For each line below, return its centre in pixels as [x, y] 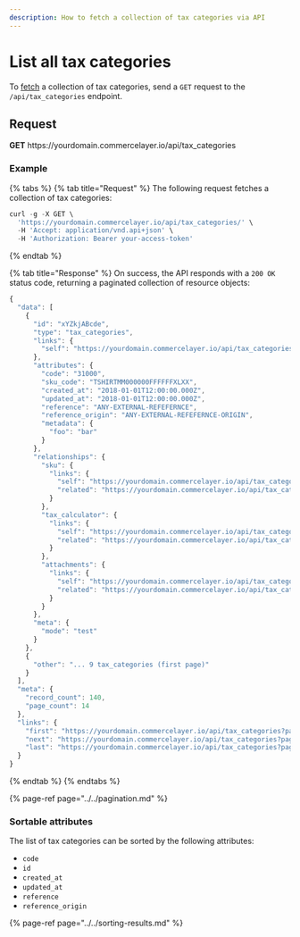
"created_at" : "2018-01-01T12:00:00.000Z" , [123, 390]
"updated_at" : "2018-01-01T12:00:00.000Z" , [123, 398]
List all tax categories [90, 61]
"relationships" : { [69, 456]
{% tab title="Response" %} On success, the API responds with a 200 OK [142, 273]
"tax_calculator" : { [79, 515]
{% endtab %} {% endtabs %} [65, 782]
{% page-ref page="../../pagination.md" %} [88, 799]
